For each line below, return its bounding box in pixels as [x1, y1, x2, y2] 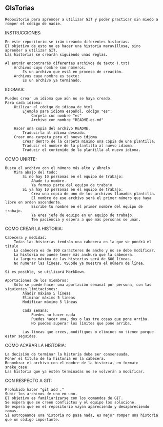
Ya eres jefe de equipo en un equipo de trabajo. [31, 213, 134, 218]
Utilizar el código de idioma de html [14, 104, 93, 109]
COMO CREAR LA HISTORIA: [5, 226, 63, 231]
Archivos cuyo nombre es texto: [14, 74, 80, 78]
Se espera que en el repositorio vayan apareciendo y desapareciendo [5, 404, 150, 409]
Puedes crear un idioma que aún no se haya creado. [5, 96, 112, 101]
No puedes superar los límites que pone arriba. [31, 321, 132, 326]
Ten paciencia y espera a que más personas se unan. [31, 217, 141, 222]
